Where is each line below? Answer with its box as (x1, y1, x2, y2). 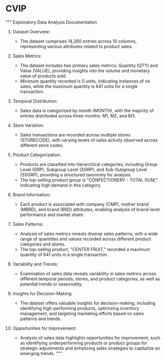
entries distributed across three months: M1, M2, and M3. (20, 112, 137, 118)
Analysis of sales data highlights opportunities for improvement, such (20, 334, 161, 340)
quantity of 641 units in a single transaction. (20, 251, 109, 257)
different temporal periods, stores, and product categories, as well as (20, 276, 160, 281)
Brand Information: (12, 192, 51, 197)
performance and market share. (20, 212, 85, 218)
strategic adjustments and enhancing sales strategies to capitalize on (20, 345, 161, 351)
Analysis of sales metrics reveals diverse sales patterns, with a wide (20, 230, 158, 236)
